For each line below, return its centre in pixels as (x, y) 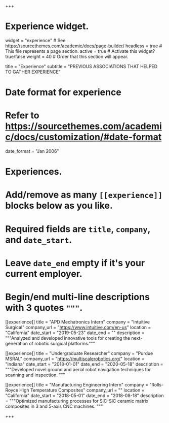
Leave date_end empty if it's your (75, 263)
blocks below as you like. (59, 206)
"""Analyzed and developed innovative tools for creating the (68, 338)
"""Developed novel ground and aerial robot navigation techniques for (78, 369)
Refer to (22, 116)
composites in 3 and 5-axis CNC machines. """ (54, 406)
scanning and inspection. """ (35, 375)
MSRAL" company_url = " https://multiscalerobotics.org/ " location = (75, 359)
